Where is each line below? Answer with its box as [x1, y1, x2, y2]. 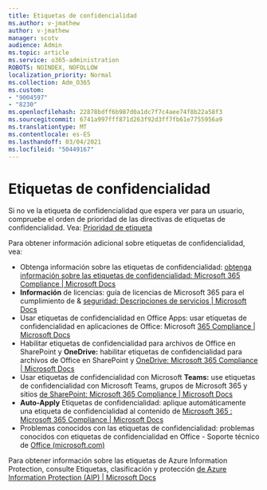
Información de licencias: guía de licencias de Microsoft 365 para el [19, 288, 245, 298]
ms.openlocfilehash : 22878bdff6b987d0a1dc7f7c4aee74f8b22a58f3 [8, 109, 223, 117]
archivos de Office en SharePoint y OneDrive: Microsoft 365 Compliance [19, 356, 258, 366]
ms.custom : [8, 85, 45, 94]
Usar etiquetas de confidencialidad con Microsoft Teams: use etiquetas [19, 373, 256, 382]
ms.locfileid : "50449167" [8, 145, 94, 153]
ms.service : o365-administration [8, 57, 120, 65]
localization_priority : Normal [8, 71, 112, 79]
